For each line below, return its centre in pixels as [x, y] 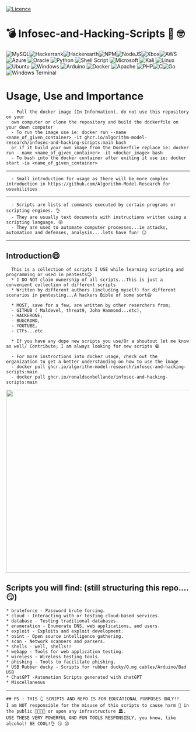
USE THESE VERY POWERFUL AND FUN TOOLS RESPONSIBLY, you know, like [91, 718]
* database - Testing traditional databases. [62, 621]
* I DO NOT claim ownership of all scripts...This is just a [87, 280]
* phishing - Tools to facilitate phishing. [61, 662]
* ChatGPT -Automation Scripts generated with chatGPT [74, 677]
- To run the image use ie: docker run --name [69, 132]
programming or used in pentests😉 [49, 274]
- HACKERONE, [27, 315]
